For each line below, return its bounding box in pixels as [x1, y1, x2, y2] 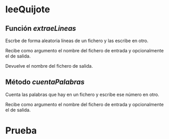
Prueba [5, 125, 37, 136]
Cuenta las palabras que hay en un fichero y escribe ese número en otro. [5, 91, 160, 97]
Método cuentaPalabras [5, 78, 85, 87]
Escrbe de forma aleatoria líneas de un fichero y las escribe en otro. [5, 37, 149, 44]
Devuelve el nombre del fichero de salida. [5, 63, 93, 69]
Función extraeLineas [5, 24, 76, 33]
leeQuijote [5, 4, 50, 15]
